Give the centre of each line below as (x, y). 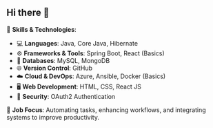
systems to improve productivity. (53, 117)
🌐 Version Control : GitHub (54, 68)
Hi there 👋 (28, 13)
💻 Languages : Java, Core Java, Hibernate (77, 43)
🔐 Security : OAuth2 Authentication (66, 96)
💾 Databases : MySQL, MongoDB (63, 60)
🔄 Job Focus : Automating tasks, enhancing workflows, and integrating (106, 110)
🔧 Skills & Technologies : (41, 29)
